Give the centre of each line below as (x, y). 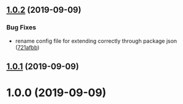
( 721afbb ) (27, 47)
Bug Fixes (21, 28)
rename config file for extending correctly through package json (96, 41)
